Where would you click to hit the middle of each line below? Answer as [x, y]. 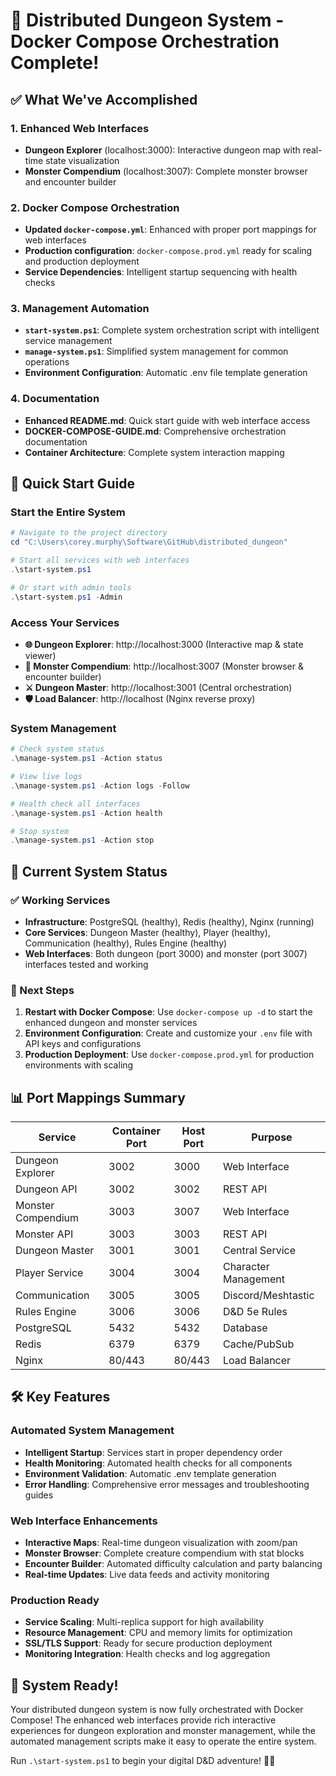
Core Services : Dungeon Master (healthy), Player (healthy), [147, 932]
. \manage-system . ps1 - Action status [86, 759]
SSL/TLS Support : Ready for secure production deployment [148, 1643]
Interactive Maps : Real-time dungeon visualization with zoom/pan [161, 1543]
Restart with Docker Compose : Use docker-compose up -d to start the [168, 1012]
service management [68, 341]
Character [246, 1267]
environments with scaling [79, 1065]
